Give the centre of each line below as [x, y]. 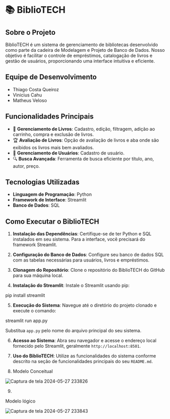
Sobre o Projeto [30, 32]
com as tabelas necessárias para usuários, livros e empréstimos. [81, 260]
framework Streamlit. [35, 245]
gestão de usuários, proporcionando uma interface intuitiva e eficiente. [80, 61]
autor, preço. [26, 166]
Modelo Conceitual [33, 371]
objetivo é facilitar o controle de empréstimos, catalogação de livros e [79, 55]
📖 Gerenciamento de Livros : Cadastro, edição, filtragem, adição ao [84, 129]
